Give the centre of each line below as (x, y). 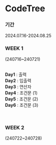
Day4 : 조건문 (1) (21, 93)
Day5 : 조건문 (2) (22, 99)
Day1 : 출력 (16, 74)
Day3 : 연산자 (18, 87)
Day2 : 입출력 (18, 80)
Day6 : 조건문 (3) (22, 105)
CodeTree (25, 9)
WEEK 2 (15, 127)
